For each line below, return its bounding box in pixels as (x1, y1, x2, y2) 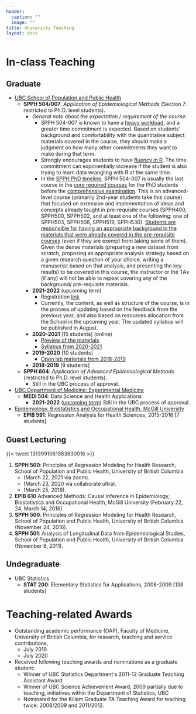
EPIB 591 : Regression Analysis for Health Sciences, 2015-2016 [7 (23, 411, 180, 418)
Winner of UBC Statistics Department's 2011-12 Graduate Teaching (23, 671, 184, 678)
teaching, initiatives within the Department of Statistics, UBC (23, 689, 169, 696)
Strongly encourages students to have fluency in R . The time (40, 156, 187, 164)
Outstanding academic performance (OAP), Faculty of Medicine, (14, 627, 170, 634)
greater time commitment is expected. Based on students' (40, 125, 181, 132)
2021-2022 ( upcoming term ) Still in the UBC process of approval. (32, 399, 190, 406)
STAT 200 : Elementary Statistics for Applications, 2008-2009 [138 (23, 581, 184, 588)
